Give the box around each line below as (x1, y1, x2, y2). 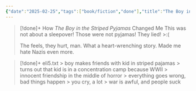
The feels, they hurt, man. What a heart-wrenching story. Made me (19, 42, 181, 49)
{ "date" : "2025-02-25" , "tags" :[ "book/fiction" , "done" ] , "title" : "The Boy (5, 8, 184, 15)
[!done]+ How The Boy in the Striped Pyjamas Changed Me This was (19, 24, 187, 32)
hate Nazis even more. (19, 48, 74, 55)
